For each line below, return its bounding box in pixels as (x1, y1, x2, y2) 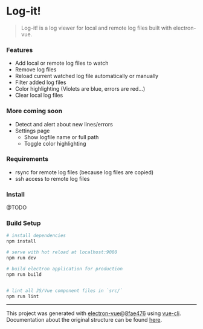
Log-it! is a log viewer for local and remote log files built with (21, 24, 172, 31)
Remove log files (14, 66, 57, 73)
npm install (6, 238, 36, 244)
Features (6, 45, 33, 54)
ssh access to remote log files (14, 175, 90, 182)
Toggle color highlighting (24, 140, 86, 147)
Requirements (6, 155, 49, 163)
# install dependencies (6, 233, 66, 239)
